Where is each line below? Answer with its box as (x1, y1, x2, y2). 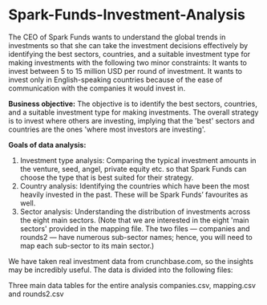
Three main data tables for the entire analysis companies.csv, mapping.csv (8, 280, 257, 290)
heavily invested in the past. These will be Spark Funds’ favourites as (19, 189, 249, 199)
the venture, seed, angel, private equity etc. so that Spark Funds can (19, 164, 247, 173)
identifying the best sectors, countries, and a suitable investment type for (8, 49, 251, 59)
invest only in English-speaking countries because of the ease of (8, 75, 223, 84)
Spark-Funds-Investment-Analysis (8, 6, 246, 24)
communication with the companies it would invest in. (8, 83, 186, 93)
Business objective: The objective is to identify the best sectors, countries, (8, 99, 258, 108)
